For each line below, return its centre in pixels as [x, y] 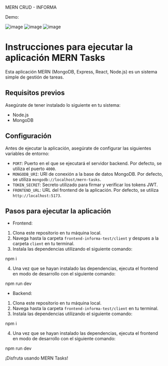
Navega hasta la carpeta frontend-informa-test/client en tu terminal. [85, 309]
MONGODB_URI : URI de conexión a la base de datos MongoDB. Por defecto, [88, 174]
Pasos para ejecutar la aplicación [58, 211]
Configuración [28, 136]
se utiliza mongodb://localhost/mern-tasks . [57, 179]
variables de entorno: [27, 154]
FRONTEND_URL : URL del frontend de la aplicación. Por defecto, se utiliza [86, 190]
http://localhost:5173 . [37, 195]
